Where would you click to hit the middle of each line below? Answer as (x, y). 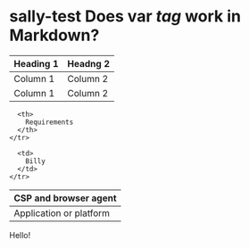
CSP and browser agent (66, 198)
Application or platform (62, 213)
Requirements (50, 122)
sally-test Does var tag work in (125, 17)
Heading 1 (37, 63)
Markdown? (54, 35)
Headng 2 (88, 63)
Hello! (20, 235)
